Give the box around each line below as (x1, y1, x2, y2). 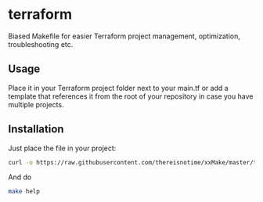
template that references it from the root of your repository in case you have (8, 92, 254, 101)
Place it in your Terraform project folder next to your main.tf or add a (8, 83, 229, 92)
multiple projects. (8, 99, 64, 109)
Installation (8, 123, 64, 136)
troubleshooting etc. (8, 39, 74, 49)
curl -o (8, 158, 34, 166)
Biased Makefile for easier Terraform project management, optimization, (8, 31, 241, 41)
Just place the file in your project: (8, 143, 117, 153)
